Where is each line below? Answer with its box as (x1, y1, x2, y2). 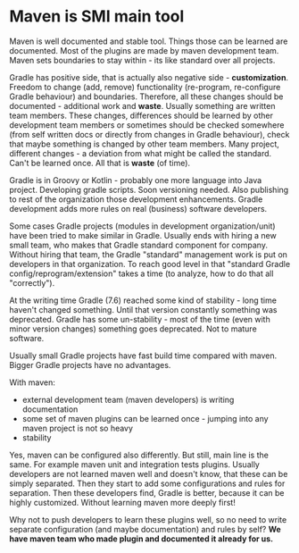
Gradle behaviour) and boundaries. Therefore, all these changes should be (9, 91, 284, 102)
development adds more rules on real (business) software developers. (9, 203, 268, 214)
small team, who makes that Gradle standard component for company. (9, 239, 268, 250)
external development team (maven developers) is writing (21, 394, 235, 405)
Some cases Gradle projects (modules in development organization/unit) (9, 221, 276, 231)
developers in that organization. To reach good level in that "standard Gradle (9, 258, 291, 269)
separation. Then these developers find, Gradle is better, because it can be (9, 487, 285, 498)
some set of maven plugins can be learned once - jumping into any (21, 413, 270, 423)
